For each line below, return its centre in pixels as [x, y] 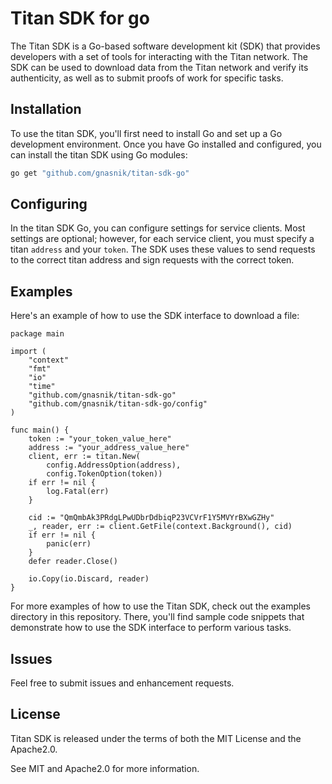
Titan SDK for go [80, 18]
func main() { [40, 430]
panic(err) [69, 544]
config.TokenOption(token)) [104, 474]
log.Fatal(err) [78, 492]
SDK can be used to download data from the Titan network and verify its [159, 67]
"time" [42, 387]
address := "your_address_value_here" [109, 448]
